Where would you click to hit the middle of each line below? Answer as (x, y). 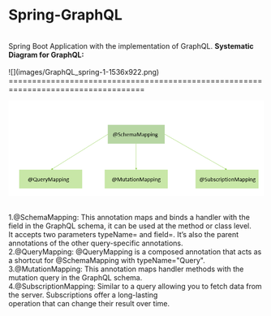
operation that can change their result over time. (89, 303)
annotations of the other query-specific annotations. (96, 243)
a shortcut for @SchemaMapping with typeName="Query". (107, 260)
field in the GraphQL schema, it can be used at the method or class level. (130, 226)
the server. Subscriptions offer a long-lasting (83, 295)
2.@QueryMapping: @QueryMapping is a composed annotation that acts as (135, 251)
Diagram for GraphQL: (46, 54)
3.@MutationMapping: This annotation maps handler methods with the (126, 269)
